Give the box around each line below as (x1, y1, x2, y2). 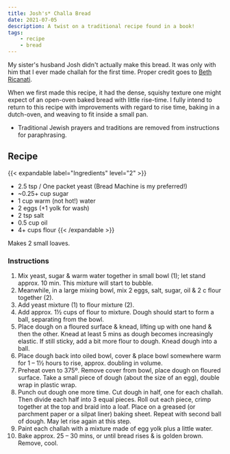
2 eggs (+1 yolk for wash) (17, 203, 90, 212)
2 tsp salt (17, 211, 44, 219)
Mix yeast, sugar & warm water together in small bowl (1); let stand (17, 272, 206, 280)
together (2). (17, 294, 54, 302)
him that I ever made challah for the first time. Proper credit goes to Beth (8, 68, 212, 76)
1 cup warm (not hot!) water (17, 197, 97, 205)
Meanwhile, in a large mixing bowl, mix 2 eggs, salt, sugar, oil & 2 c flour (17, 286, 222, 294)
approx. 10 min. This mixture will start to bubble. (17, 279, 153, 288)
